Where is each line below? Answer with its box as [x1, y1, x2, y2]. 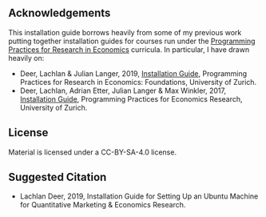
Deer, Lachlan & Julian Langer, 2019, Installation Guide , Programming [19, 68, 248, 78]
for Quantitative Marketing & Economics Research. [19, 200, 186, 210]
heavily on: [8, 53, 45, 62]
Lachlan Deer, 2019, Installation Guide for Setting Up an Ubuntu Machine [19, 191, 259, 201]
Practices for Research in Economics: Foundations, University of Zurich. [19, 77, 257, 86]
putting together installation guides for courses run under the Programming [8, 36, 256, 46]
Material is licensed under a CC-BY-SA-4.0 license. [8, 147, 177, 157]
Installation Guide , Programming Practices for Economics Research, [19, 94, 243, 103]
